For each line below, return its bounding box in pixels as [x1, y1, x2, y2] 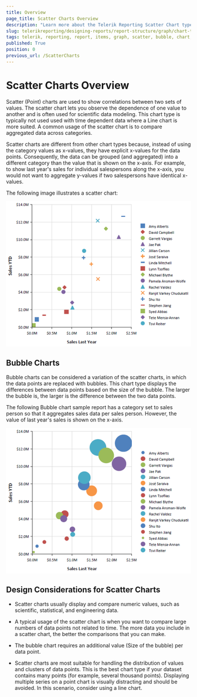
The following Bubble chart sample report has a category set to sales [6, 403, 173, 410]
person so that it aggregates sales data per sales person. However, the [6, 410, 177, 417]
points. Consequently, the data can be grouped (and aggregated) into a [6, 153, 178, 160]
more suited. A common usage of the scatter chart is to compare [6, 123, 162, 130]
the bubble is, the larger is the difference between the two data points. [6, 392, 176, 399]
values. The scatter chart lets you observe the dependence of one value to [6, 104, 186, 111]
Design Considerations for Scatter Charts [6, 585, 161, 595]
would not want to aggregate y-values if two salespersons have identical [6, 172, 182, 179]
